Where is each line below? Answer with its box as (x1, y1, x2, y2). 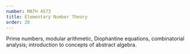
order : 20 (6, 19, 30, 25)
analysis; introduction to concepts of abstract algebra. (6, 41, 137, 48)
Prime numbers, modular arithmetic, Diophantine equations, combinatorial (6, 35, 185, 42)
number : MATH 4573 (6, 8, 51, 15)
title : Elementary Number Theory (6, 14, 88, 20)
